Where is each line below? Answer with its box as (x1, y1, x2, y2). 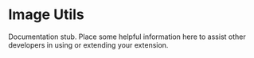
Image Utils (8, 6, 85, 24)
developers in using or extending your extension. (8, 40, 169, 49)
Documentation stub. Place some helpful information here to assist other (8, 32, 246, 41)
